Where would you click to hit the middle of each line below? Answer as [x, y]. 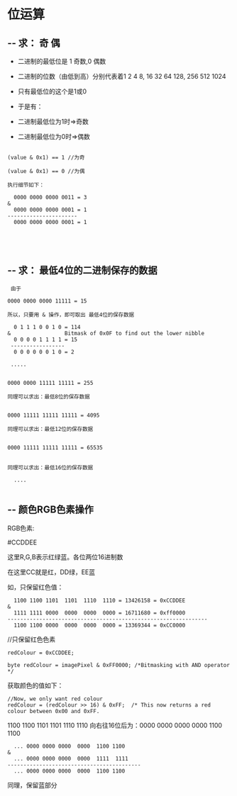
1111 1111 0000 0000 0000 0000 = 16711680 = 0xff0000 [100, 613]
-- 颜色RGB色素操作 [51, 510]
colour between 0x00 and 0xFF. [54, 711]
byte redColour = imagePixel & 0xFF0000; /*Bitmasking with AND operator [119, 665]
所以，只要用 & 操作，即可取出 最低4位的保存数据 [71, 315]
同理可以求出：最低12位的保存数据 [50, 429]
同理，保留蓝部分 [32, 785]
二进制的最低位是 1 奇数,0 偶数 [62, 61]
